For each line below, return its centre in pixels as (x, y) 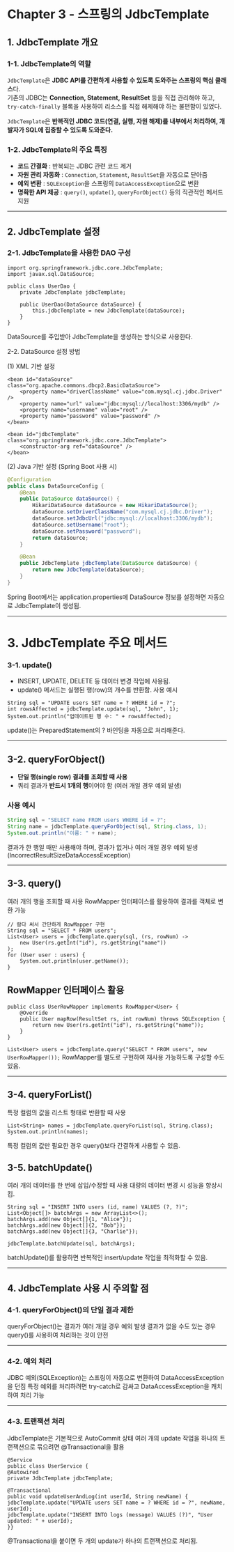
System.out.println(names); (48, 1132)
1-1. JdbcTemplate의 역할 (49, 63)
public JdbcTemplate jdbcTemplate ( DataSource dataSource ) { (109, 564)
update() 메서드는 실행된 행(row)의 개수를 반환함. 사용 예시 (97, 690)
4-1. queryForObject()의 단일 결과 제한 (70, 1310)
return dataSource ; (61, 538)
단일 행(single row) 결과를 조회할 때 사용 (72, 777)
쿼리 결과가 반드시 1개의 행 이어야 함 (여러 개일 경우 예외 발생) (100, 786)
